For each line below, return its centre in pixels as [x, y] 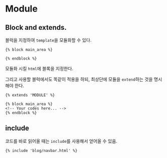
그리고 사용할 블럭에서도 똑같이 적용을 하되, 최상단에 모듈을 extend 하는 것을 [79, 79]
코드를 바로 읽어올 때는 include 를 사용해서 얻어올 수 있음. [61, 141]
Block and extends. [36, 28]
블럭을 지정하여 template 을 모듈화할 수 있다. [49, 40]
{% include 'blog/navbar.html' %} [41, 150]
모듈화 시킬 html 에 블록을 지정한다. [39, 68]
